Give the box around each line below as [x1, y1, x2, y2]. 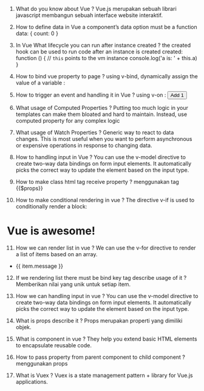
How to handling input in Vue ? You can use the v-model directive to [15, 154, 186, 160]
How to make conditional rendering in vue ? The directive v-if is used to [15, 197, 195, 203]
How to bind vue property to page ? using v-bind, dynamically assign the [15, 73, 198, 80]
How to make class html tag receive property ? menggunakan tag [15, 178, 180, 185]
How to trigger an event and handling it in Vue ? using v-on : [15, 91, 166, 98]
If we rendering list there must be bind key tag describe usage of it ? [15, 274, 187, 281]
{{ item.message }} [15, 262, 63, 270]
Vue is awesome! [7, 224, 96, 238]
